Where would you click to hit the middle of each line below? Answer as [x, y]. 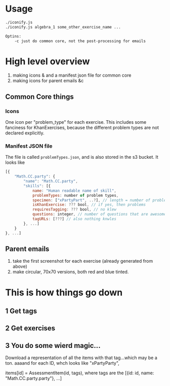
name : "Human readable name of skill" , [74, 191]
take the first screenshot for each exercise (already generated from [83, 261]
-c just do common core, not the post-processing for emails [80, 41]
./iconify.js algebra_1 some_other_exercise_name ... [63, 27]
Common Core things [40, 97]
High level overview [48, 61]
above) [20, 266]
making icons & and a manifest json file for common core [72, 75]
